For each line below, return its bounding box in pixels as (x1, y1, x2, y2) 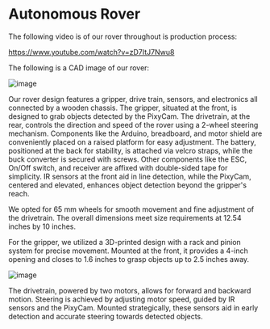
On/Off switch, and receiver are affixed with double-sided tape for (8, 162, 228, 172)
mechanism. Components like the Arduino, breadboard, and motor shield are (8, 129, 263, 138)
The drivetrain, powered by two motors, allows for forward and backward (8, 285, 251, 295)
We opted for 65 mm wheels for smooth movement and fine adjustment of (8, 204, 255, 214)
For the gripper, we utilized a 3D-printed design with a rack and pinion (8, 237, 242, 247)
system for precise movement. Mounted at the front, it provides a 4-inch (8, 246, 248, 255)
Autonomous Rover (8, 5, 141, 23)
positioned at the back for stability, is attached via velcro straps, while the (8, 146, 253, 155)
